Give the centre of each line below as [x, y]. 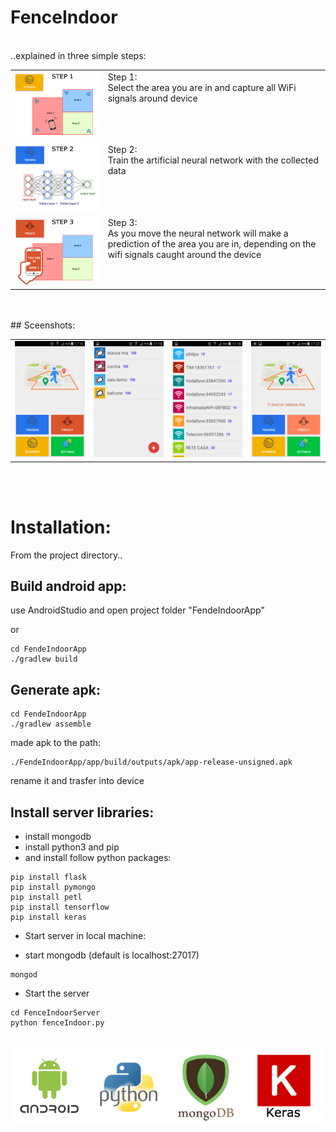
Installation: [61, 527]
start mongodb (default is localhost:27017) [112, 955]
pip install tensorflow [60, 907]
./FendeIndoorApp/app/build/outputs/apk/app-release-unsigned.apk [151, 762]
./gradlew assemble [51, 724]
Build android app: [68, 586]
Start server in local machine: [85, 936]
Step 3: [122, 222]
